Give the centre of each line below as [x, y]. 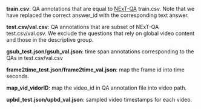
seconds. [18, 76]
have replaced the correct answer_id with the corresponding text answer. [97, 15]
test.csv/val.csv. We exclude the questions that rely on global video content [100, 33]
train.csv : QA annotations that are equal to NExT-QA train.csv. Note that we [100, 9]
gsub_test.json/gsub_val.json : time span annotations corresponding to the [100, 51]
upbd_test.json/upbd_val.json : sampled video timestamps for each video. [99, 100]
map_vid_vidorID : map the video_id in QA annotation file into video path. [96, 88]
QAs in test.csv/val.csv [35, 58]
